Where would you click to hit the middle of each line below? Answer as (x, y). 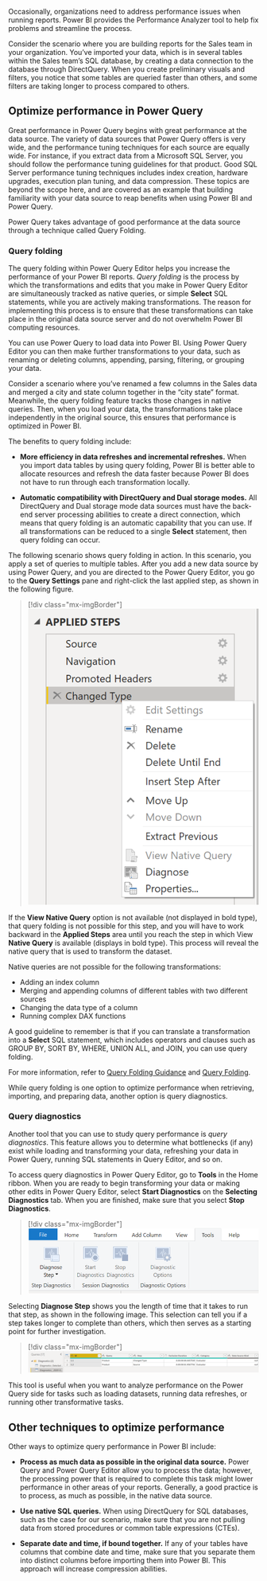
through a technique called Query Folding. (77, 230)
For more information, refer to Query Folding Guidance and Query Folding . (130, 1072)
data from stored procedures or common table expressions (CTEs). (130, 1528)
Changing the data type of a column (79, 1007)
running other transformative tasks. (66, 1402)
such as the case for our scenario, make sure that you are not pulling (132, 1520)
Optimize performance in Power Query (106, 111)
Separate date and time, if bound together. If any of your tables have (134, 1544)
